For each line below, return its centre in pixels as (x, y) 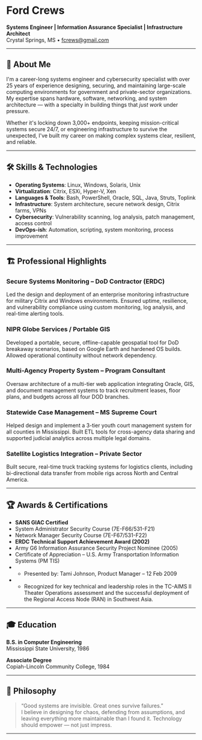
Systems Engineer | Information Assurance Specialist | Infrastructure (95, 27)
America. (17, 480)
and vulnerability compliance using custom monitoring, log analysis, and (96, 307)
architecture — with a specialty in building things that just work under (92, 104)
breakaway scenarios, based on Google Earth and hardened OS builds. (94, 349)
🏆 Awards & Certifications (57, 505)
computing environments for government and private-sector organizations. (99, 92)
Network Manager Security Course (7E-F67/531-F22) (81, 535)
